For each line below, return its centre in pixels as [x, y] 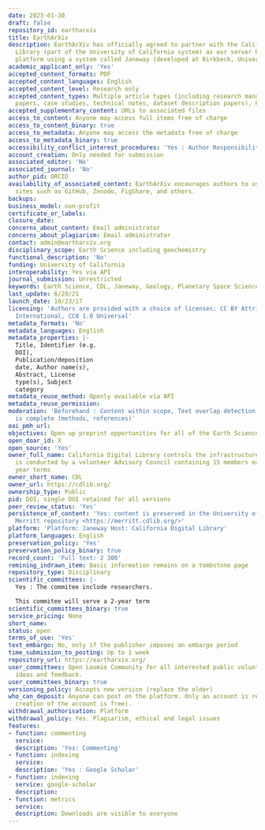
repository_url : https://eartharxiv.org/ [77, 660]
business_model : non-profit [54, 206]
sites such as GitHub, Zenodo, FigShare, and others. [105, 191]
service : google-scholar [56, 784]
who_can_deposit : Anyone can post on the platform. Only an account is [128, 697]
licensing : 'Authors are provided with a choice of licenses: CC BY [123, 308]
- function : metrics [42, 799]
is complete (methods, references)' [75, 419]
